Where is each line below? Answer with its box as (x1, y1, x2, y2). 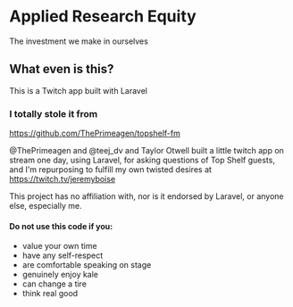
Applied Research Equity (9, 6, 197, 27)
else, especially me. (9, 201, 82, 212)
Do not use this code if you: (9, 220, 113, 231)
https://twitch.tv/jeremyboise (9, 174, 116, 185)
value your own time (21, 241, 97, 252)
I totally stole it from (9, 107, 98, 120)
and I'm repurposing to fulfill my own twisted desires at (9, 164, 213, 175)
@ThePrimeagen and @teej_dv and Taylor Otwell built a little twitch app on (9, 145, 284, 156)
